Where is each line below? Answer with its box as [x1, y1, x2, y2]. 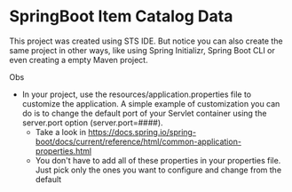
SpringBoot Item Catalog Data [9, 6, 233, 27]
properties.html [35, 145, 91, 156]
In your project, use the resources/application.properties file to [21, 89, 252, 100]
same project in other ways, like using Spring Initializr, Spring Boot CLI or [9, 44, 275, 55]
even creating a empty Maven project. [9, 54, 148, 65]
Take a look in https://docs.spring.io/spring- [35, 126, 197, 137]
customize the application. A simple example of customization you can [21, 98, 280, 108]
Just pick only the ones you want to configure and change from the [35, 164, 282, 175]
